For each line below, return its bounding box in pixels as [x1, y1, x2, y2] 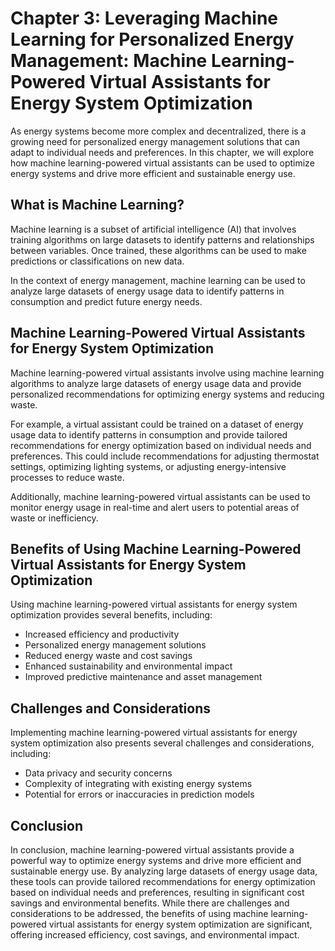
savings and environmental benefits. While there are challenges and [10, 897, 290, 909]
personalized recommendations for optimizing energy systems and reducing [10, 388, 325, 400]
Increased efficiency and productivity [24, 628, 180, 641]
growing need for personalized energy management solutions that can [10, 135, 300, 147]
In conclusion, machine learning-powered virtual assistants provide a [10, 844, 295, 856]
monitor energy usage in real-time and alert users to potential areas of [10, 501, 300, 513]
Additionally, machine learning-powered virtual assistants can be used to [10, 490, 311, 502]
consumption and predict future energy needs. [10, 295, 203, 307]
